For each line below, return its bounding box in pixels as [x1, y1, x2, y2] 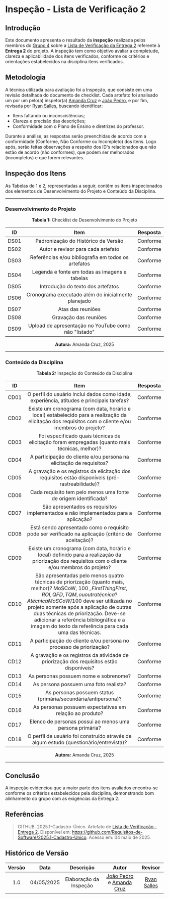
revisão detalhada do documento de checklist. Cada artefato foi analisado [5, 92, 158, 98]
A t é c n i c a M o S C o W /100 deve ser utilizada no [27, 598, 132, 605]
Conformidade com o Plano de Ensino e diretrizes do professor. [12, 123, 144, 129]
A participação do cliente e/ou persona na [30, 454, 129, 461]
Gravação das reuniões [52, 313, 107, 321]
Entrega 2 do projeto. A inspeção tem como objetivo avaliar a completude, [5, 48, 159, 54]
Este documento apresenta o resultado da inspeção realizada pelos [5, 37, 146, 43]
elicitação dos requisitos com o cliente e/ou [28, 418, 131, 425]
